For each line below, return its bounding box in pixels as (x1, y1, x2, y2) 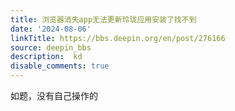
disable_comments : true (10, 61, 110, 71)
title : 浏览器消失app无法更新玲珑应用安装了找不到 (10, 14, 197, 25)
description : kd (10, 52, 83, 62)
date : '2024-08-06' (10, 24, 92, 34)
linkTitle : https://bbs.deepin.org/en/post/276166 (10, 33, 226, 43)
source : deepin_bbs (10, 42, 92, 53)
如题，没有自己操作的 (10, 90, 98, 101)
